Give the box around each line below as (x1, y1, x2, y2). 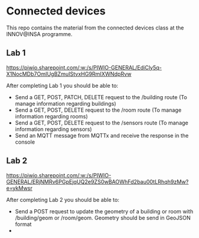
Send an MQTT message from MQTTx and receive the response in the (14, 132, 189, 139)
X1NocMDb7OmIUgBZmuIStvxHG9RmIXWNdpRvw (6, 70, 132, 78)
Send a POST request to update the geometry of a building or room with (14, 207, 194, 215)
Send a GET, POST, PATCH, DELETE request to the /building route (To (14, 93, 188, 100)
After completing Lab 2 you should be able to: (6, 196, 120, 203)
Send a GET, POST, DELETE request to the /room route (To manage (14, 106, 182, 114)
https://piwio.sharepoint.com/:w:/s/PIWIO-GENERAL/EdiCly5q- (6, 64, 162, 71)
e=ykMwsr (6, 185, 33, 192)
